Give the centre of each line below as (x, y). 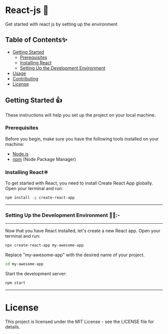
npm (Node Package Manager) (44, 159)
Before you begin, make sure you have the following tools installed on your (82, 139)
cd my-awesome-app (24, 264)
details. (13, 327)
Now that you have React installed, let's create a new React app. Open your (83, 231)
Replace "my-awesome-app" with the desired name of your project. (75, 255)
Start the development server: (36, 274)
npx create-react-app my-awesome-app (44, 245)
